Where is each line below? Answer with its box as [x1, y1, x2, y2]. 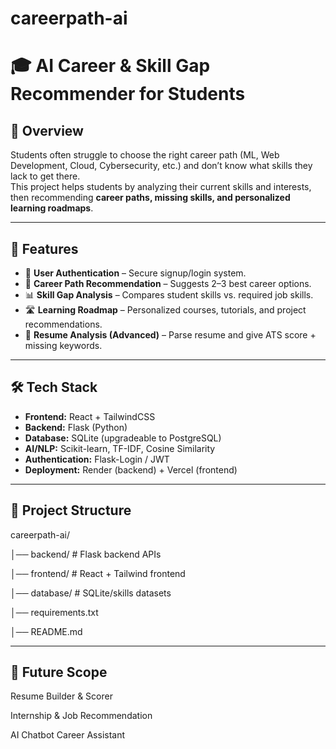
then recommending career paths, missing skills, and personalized [10, 192, 291, 204]
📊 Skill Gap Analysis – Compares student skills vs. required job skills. [24, 289, 314, 301]
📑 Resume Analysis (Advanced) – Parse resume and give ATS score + [24, 329, 317, 341]
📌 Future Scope [10, 664, 108, 681]
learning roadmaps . [10, 202, 94, 214]
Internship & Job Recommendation [10, 710, 153, 722]
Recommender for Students [10, 83, 246, 106]
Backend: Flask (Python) [24, 421, 128, 433]
